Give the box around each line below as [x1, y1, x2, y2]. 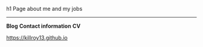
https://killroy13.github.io [6, 34, 68, 41]
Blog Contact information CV [6, 22, 81, 30]
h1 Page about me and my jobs [6, 5, 83, 12]
